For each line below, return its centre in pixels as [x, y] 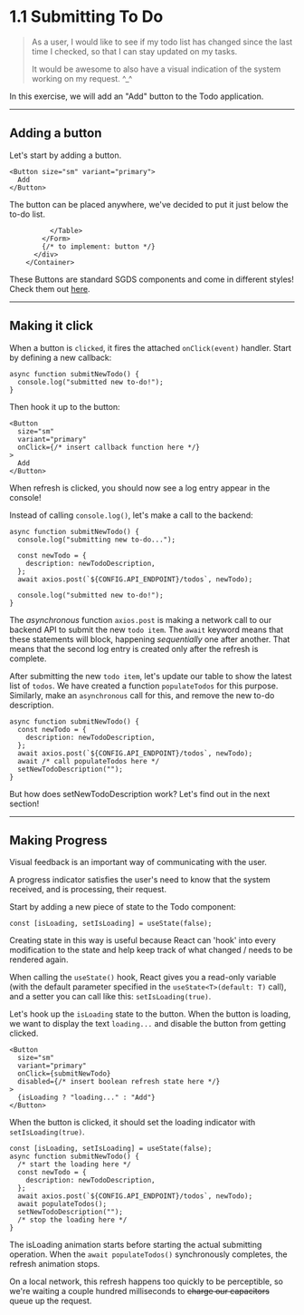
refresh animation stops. [55, 1264]
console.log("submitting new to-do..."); [97, 540]
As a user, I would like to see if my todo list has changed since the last [162, 42]
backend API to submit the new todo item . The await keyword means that [147, 629]
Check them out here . [50, 288]
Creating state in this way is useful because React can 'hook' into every [142, 940]
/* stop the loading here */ [72, 1220]
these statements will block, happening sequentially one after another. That [150, 639]
